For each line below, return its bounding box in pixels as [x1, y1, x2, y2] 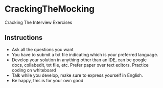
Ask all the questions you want [11, 46, 74, 52]
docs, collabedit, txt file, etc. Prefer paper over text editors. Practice [11, 62, 149, 68]
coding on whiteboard [11, 67, 56, 73]
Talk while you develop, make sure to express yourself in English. [11, 72, 143, 78]
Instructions [4, 34, 43, 42]
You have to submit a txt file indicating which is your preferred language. [11, 52, 159, 57]
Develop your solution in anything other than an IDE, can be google [11, 57, 147, 63]
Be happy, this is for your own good [11, 77, 84, 83]
